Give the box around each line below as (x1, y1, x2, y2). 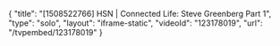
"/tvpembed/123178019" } (8, 27, 104, 37)
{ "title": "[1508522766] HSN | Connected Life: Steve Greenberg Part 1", (8, 9, 272, 19)
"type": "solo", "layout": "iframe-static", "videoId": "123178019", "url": (8, 18, 263, 28)
